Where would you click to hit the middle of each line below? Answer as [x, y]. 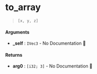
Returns [14, 55]
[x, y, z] [28, 21]
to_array [23, 7]
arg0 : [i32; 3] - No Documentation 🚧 [52, 66]
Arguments [17, 32]
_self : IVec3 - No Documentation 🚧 [49, 43]
